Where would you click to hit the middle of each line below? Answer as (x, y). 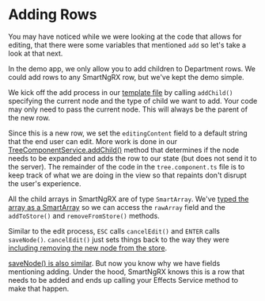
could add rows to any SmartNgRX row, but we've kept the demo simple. (126, 77)
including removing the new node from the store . (88, 248)
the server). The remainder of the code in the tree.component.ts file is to (127, 166)
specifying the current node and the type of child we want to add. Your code (133, 101)
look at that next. (36, 53)
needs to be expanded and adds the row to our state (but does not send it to (132, 158)
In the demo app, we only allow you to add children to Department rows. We (132, 68)
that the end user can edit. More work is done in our (93, 141)
